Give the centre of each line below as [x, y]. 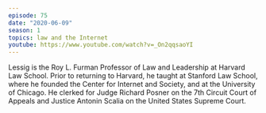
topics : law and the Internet [58, 38]
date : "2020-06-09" [40, 23]
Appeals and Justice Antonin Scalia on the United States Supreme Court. [127, 101]
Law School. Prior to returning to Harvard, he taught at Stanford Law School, [133, 76]
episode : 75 [28, 15]
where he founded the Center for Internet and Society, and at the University [132, 85]
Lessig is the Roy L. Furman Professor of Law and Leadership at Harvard [127, 67]
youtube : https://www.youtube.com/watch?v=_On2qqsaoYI [101, 45]
